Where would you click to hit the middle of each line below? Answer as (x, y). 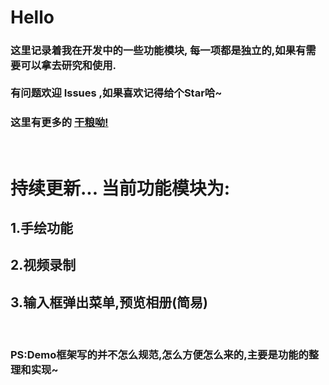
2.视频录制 (43, 265)
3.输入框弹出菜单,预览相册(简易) (109, 302)
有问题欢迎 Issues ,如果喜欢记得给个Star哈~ (116, 93)
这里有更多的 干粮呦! (59, 123)
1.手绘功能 (42, 227)
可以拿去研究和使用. (68, 66)
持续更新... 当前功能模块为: (120, 188)
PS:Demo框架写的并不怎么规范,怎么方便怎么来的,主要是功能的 (159, 355)
